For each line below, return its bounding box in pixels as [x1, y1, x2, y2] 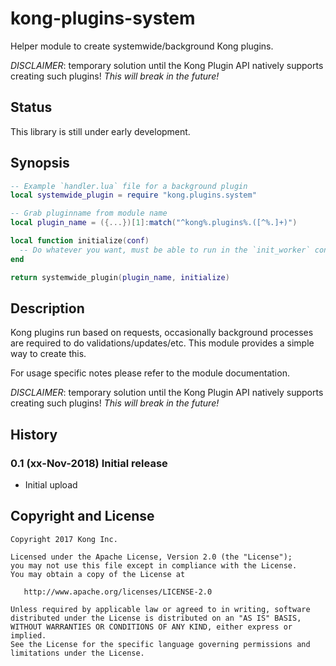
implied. [10, 630, 47, 641]
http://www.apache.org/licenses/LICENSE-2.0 [23, 587, 213, 597]
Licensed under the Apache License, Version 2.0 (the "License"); [10, 552, 293, 562]
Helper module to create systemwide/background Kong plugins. [10, 40, 274, 52]
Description [10, 300, 85, 317]
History [10, 426, 58, 443]
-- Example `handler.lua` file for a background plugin [10, 181, 248, 191]
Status [10, 99, 53, 116]
